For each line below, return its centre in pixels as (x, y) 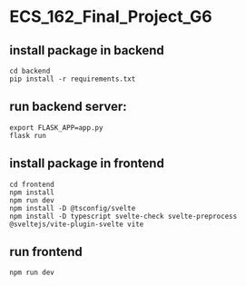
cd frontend (32, 184)
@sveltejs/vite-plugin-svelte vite (77, 224)
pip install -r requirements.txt (73, 79)
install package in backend (87, 50)
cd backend (30, 71)
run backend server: (68, 107)
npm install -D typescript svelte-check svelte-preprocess (123, 216)
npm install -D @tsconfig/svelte (73, 208)
